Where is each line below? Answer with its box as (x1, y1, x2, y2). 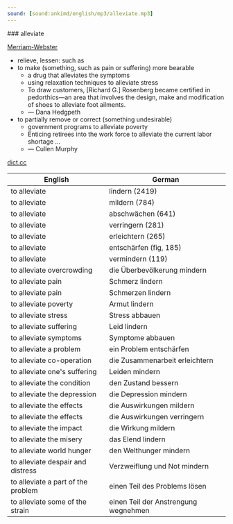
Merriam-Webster (7, 42, 58, 51)
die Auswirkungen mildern (109, 400, 195, 410)
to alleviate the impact (10, 423, 83, 432)
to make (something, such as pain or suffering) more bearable (17, 63, 195, 71)
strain (10, 505, 30, 515)
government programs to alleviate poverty (27, 122, 148, 130)
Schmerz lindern (109, 276, 163, 286)
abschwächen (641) (109, 209, 176, 219)
